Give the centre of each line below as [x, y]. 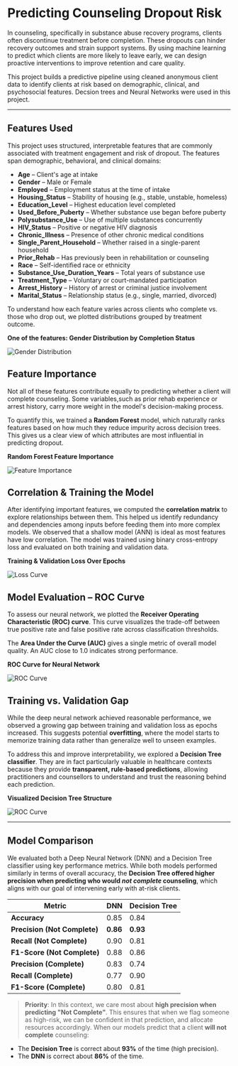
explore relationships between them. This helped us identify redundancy [113, 517]
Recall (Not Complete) [49, 941]
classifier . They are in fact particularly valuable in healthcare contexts [110, 761]
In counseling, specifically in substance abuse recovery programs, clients [114, 33]
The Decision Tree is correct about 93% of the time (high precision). [118, 1048]
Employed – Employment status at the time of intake [94, 189]
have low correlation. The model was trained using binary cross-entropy [113, 540]
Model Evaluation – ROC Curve [76, 597]
